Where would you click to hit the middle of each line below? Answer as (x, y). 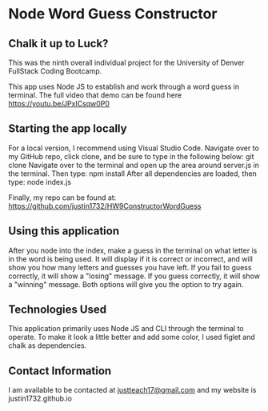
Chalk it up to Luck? (58, 44)
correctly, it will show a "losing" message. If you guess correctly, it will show (134, 276)
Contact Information (60, 371)
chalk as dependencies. (48, 345)
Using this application (64, 231)
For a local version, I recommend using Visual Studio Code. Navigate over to (134, 148)
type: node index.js (40, 182)
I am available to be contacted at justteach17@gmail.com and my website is (132, 390)
